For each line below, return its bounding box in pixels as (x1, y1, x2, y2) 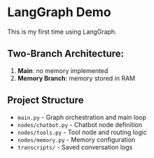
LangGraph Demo (7, 4, 111, 20)
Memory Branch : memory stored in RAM (17, 74, 135, 82)
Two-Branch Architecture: (7, 48, 125, 60)
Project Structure (7, 94, 84, 106)
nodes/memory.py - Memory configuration (17, 135, 136, 144)
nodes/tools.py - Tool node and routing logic (17, 128, 147, 136)
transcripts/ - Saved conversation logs (17, 143, 133, 151)
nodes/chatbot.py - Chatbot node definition (17, 120, 143, 129)
